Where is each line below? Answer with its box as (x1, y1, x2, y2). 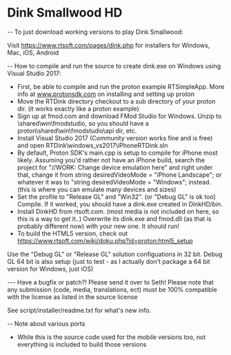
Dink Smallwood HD (7, 5, 123, 21)
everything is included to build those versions (17, 340, 147, 348)
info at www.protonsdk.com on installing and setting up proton (17, 90, 195, 98)
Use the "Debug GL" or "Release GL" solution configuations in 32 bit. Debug (7, 250, 223, 258)
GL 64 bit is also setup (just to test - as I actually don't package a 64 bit (7, 257, 210, 265)
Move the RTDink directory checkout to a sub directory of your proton (17, 97, 216, 105)
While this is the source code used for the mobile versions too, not (17, 333, 206, 341)
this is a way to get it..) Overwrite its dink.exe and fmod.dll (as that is (17, 214, 212, 222)
